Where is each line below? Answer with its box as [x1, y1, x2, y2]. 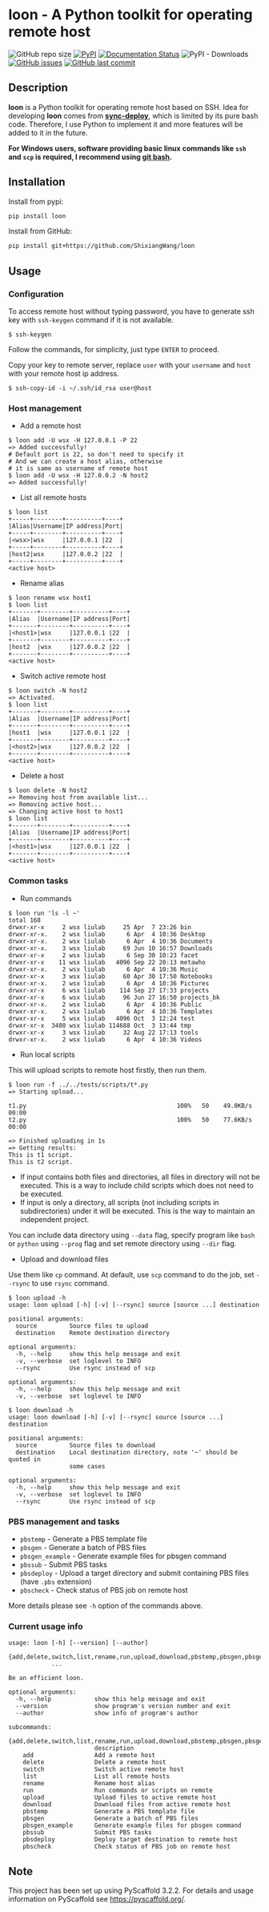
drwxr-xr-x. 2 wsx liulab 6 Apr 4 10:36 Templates [8, 1007, 214, 1016]
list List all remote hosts [22, 1772, 171, 1780]
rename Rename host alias [22, 1780, 156, 1788]
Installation [8, 175, 66, 189]
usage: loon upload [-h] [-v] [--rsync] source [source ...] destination [8, 1301, 260, 1309]
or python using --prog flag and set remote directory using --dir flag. [8, 1238, 237, 1248]
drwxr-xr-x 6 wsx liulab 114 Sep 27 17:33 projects [8, 986, 210, 994]
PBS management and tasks [8, 1516, 120, 1527]
